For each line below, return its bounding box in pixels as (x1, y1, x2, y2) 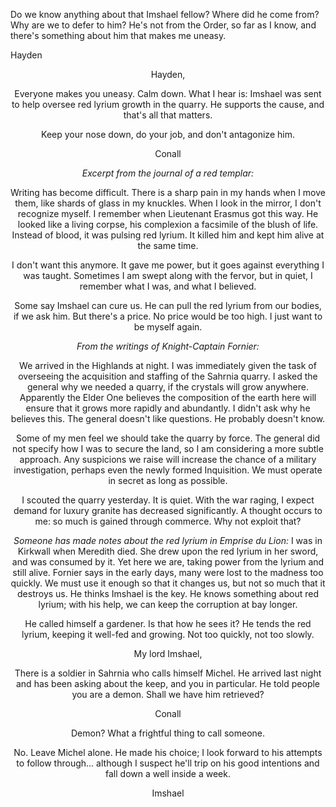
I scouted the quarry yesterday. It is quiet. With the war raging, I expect (21, 494, 315, 506)
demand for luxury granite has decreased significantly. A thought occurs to (13, 505, 323, 516)
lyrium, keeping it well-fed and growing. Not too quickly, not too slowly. (21, 629, 315, 640)
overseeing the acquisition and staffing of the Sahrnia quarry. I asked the (18, 370, 318, 382)
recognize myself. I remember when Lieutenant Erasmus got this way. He (17, 208, 319, 219)
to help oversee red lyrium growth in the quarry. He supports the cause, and (11, 99, 325, 110)
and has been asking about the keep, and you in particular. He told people (15, 678, 321, 689)
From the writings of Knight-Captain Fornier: (76, 340, 260, 352)
